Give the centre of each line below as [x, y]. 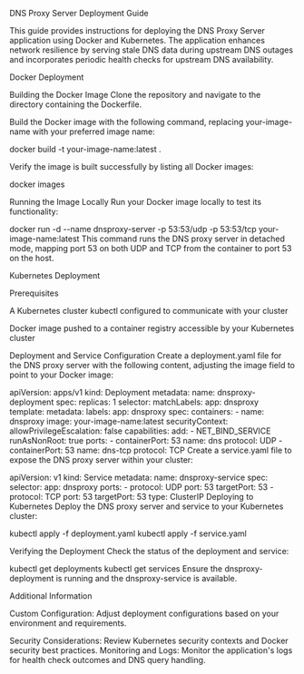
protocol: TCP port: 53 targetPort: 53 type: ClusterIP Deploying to [132, 497]
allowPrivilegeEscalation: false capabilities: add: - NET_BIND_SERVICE [140, 431]
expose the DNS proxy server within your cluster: [101, 460]
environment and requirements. [68, 623]
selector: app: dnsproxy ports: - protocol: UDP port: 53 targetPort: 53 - [142, 487]
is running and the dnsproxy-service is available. [147, 578]
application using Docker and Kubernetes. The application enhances [137, 40]
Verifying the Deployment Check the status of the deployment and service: [149, 551]
